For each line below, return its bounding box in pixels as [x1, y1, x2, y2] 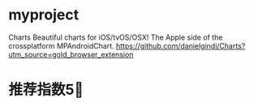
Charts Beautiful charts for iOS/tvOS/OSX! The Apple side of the [8, 32, 223, 42]
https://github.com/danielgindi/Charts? [116, 40, 246, 50]
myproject [8, 6, 80, 24]
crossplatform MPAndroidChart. [8, 40, 115, 50]
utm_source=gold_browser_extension [8, 49, 134, 59]
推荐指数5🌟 [8, 81, 84, 99]
